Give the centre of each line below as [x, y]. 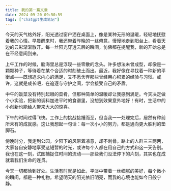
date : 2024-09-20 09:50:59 [34, 15]
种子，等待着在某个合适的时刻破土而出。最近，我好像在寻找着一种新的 [88, 71]
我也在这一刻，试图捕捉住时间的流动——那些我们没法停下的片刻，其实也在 [83, 154]
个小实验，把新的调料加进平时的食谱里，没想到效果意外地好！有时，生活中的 [85, 101]
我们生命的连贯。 [32, 160]
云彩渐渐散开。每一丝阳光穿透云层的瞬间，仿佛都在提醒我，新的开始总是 [90, 47]
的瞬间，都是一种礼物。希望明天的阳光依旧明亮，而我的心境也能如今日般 [81, 177]
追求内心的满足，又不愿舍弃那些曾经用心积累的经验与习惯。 [94, 77]
